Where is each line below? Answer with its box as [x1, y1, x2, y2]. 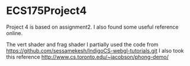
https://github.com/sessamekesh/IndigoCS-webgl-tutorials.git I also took [6, 47, 185, 54]
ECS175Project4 [6, 4, 87, 18]
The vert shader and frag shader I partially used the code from [6, 41, 159, 48]
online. [6, 29, 22, 36]
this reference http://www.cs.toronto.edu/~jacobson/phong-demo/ [6, 53, 169, 60]
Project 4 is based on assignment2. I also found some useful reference [6, 23, 179, 30]
